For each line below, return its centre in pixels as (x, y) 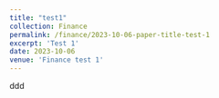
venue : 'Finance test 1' (57, 60)
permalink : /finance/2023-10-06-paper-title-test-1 (109, 34)
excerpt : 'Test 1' (44, 43)
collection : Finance (49, 26)
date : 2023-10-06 (42, 52)
